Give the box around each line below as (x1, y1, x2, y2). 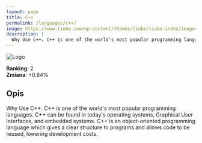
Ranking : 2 (6, 65, 34, 72)
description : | (6, 31, 44, 37)
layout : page (6, 8, 39, 15)
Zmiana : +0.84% (6, 71, 49, 78)
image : (6, 25, 23, 32)
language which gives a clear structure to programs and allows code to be (6, 124, 191, 131)
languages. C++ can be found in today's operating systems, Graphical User (6, 111, 194, 118)
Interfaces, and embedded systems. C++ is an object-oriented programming (6, 117, 195, 124)
